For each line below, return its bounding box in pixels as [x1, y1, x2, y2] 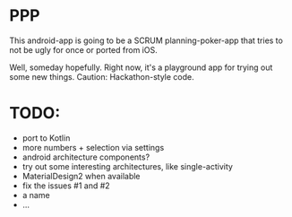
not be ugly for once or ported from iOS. [9, 44, 159, 55]
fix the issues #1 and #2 [21, 180, 110, 191]
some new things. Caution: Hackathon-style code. [9, 71, 194, 82]
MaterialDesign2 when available [21, 170, 141, 181]
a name [21, 189, 51, 200]
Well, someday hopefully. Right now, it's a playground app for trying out [9, 62, 273, 73]
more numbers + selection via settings [21, 142, 165, 152]
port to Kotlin [21, 132, 71, 143]
